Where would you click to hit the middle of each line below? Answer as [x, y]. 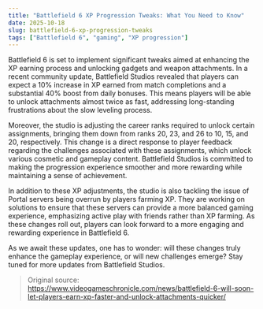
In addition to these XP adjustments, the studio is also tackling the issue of [129, 191]
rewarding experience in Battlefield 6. [69, 233]
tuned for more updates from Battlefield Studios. [87, 265]
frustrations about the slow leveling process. [80, 110]
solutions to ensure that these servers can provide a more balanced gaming [131, 208]
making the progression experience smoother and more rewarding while [125, 167]
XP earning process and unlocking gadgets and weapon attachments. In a [128, 69]
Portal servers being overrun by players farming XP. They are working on [127, 199]
